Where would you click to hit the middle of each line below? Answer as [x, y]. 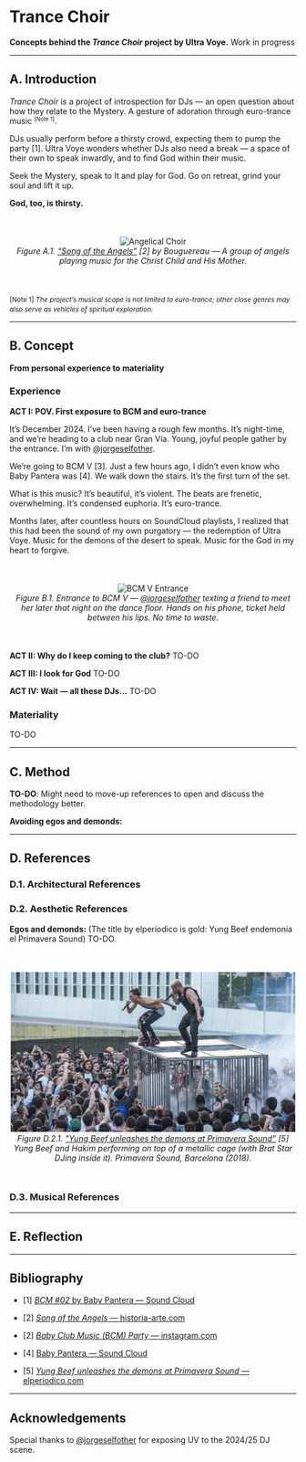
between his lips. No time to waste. [153, 617]
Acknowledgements [68, 1418]
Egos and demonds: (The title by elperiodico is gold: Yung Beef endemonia [151, 929]
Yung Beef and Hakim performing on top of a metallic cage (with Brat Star [153, 1149]
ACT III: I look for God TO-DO [65, 673]
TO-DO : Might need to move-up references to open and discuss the [137, 794]
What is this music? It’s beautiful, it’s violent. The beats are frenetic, [136, 493]
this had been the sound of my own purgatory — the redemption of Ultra [145, 531]
